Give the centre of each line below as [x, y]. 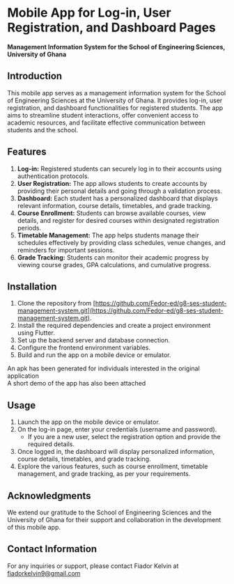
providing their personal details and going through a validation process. [120, 191]
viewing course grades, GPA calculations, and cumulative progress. [114, 265]
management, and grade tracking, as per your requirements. [104, 474]
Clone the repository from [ [56, 303]
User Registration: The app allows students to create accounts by [112, 183]
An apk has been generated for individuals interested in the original [103, 369]
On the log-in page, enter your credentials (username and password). [117, 429]
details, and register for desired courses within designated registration [118, 220]
